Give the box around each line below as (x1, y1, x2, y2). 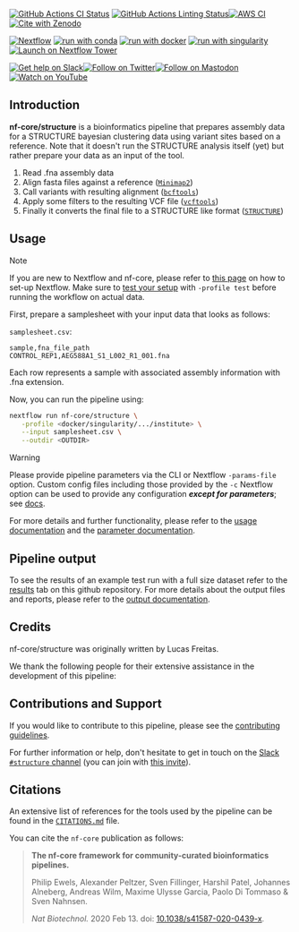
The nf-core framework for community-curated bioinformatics (30, 851, 269, 861)
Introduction (9, 98, 81, 113)
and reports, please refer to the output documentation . (9, 594, 210, 604)
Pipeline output (9, 551, 97, 566)
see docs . (9, 498, 47, 509)
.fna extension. (9, 376, 64, 387)
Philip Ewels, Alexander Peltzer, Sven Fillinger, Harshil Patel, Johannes (30, 877, 291, 888)
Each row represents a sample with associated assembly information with (9, 367, 280, 378)
